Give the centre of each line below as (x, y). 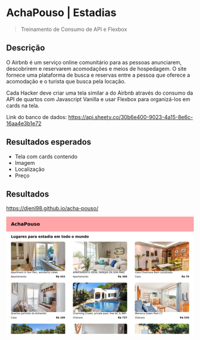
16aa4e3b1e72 (24, 123)
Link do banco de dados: (37, 117)
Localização (29, 169)
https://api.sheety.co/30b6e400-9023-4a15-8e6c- (131, 117)
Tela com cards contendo (46, 156)
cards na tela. (23, 105)
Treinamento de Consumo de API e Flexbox (74, 29)
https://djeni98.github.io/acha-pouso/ (52, 208)
